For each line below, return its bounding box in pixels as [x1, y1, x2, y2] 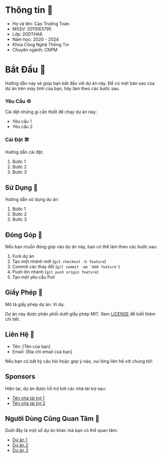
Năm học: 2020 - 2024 [12, 36, 59, 42]
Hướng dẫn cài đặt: [5, 149, 44, 155]
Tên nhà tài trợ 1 [12, 395, 45, 401]
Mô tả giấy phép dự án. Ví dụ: [5, 301, 65, 307]
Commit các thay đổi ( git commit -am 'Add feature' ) [12, 264, 120, 270]
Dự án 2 [12, 442, 28, 448]
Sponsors [5, 372, 35, 381]
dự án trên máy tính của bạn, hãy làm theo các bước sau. [5, 86, 120, 91]
